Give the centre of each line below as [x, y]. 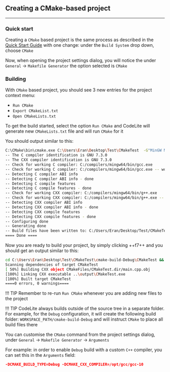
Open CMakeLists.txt [34, 116]
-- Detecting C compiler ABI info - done [50, 179]
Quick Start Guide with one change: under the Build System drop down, [80, 45]
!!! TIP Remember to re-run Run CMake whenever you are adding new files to [84, 293]
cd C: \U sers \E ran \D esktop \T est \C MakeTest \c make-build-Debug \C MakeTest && [85, 260]
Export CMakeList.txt [35, 111]
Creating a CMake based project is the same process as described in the [79, 40]
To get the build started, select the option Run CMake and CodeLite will [78, 126]
